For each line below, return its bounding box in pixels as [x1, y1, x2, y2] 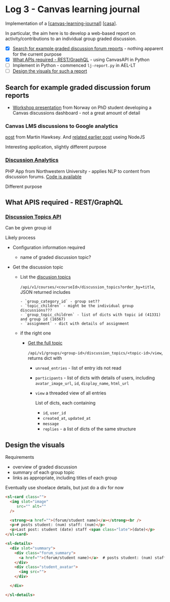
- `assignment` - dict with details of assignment [20, 321, 130, 326]
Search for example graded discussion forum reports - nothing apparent [12, 45, 163, 51]
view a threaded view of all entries [35, 390, 106, 396]
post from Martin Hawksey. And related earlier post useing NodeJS [5, 134, 145, 140]
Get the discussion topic [12, 264, 64, 270]
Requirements [5, 454, 34, 460]
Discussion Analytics [5, 156, 59, 163]
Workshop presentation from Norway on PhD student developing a [12, 105, 152, 110]
